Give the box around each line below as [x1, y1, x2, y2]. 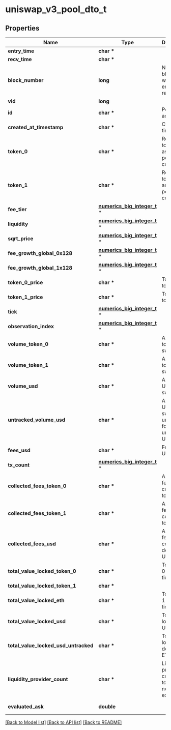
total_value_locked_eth [8, 597, 65, 604]
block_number [8, 77, 44, 83]
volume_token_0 [8, 341, 49, 347]
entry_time [8, 47, 35, 54]
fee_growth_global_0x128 [8, 250, 73, 256]
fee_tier [8, 206, 27, 213]
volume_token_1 [8, 362, 49, 368]
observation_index [8, 323, 54, 330]
